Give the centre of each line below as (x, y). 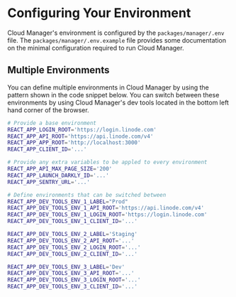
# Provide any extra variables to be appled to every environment (107, 162)
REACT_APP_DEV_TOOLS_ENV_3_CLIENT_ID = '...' (73, 287)
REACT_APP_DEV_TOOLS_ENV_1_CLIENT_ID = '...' (73, 222)
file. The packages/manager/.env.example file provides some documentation (117, 40)
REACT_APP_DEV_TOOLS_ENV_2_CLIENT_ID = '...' (73, 254)
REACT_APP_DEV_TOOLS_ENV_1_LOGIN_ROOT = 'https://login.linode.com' (107, 215)
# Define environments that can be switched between (87, 195)
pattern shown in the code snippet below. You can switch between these (113, 94)
